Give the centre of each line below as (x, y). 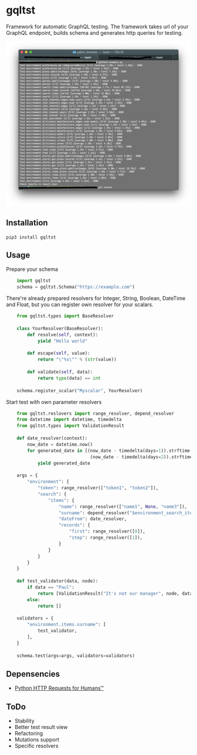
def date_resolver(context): (52, 438)
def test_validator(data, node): (57, 581)
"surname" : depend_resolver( (94, 513)
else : (34, 600)
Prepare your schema (32, 269)
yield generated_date (64, 463)
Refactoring (29, 733)
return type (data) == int (69, 378)
